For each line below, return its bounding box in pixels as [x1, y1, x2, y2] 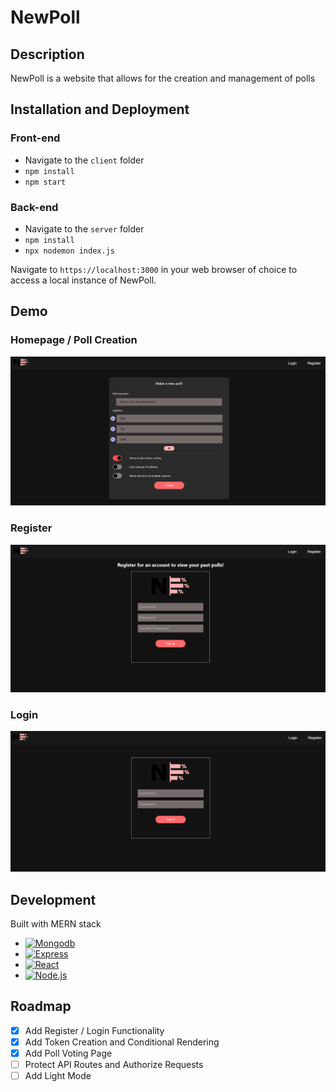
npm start [24, 177, 67, 187]
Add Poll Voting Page [24, 1047, 113, 1059]
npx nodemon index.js [24, 246, 115, 256]
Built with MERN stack [10, 917, 102, 930]
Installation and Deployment [10, 101, 190, 118]
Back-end [10, 200, 59, 214]
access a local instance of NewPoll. [10, 274, 157, 286]
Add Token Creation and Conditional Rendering [24, 1036, 220, 1048]
